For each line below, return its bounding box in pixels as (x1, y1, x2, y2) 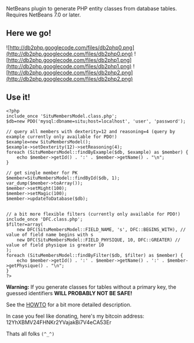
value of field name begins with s (6, 232, 94, 238)
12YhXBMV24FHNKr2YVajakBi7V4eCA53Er (6, 318, 112, 326)
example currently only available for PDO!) (6, 134, 117, 140)
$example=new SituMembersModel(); (6, 138, 91, 145)
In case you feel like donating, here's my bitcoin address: (6, 312, 144, 319)
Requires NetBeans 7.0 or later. (6, 11, 81, 18)
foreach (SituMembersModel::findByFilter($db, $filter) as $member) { (6, 252, 183, 258)
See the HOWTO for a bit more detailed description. (6, 301, 131, 308)
